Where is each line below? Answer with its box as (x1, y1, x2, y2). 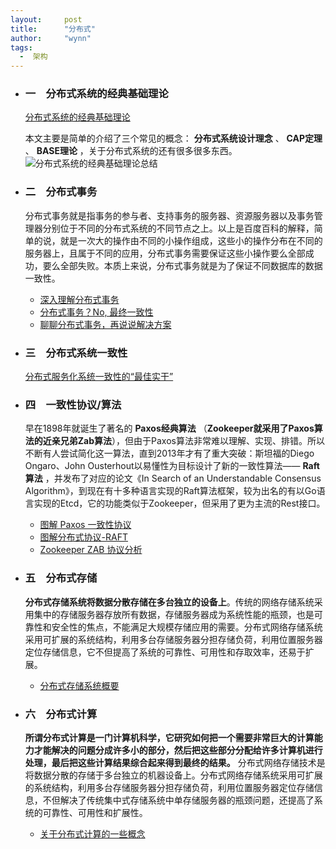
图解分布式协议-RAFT (39, 531, 129, 543)
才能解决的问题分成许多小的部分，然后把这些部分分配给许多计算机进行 (33, 744, 323, 756)
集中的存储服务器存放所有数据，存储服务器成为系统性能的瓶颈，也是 (33, 608, 315, 620)
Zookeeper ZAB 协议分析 (39, 544, 143, 556)
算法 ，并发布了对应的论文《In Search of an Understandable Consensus (24, 472, 322, 485)
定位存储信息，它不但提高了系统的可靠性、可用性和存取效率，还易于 (24, 646, 306, 658)
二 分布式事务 (24, 185, 98, 199)
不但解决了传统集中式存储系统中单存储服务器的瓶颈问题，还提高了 (42, 794, 315, 806)
